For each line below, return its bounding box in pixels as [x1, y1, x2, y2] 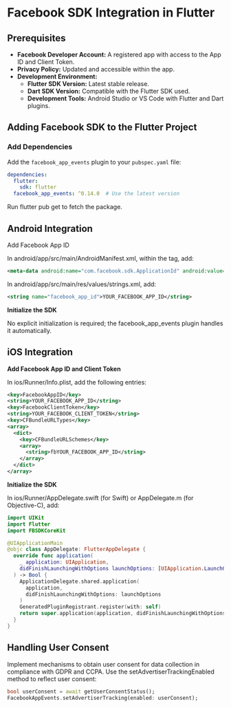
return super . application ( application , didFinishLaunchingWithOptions [19, 610, 226, 617]
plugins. [27, 102, 50, 109]
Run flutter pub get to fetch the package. [7, 203, 122, 211]
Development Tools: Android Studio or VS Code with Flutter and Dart [27, 94, 224, 103]
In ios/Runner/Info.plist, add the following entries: [7, 378, 146, 386]
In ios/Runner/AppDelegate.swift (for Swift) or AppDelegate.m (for [7, 493, 194, 502]
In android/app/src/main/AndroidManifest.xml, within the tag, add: [7, 255, 194, 262]
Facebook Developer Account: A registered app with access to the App [16, 50, 221, 58]
